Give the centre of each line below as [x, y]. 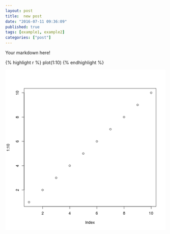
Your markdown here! [28, 53]
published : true [22, 27]
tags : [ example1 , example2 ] [35, 32]
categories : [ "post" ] [28, 38]
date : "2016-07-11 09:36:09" [36, 21]
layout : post [19, 11]
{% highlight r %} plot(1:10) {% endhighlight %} [55, 63]
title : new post [24, 16]
